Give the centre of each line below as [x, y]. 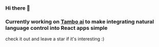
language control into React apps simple [56, 28]
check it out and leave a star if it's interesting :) [55, 39]
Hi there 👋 [18, 8]
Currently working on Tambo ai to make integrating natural [80, 21]
